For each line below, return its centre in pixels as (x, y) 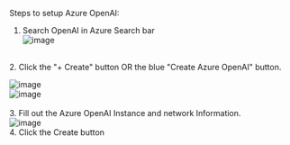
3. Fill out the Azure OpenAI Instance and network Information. (125, 113)
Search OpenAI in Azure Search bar (88, 30)
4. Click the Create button (57, 132)
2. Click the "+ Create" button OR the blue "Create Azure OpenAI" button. (145, 67)
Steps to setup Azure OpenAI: (64, 13)
